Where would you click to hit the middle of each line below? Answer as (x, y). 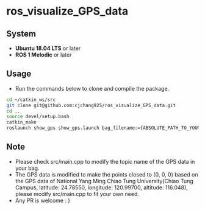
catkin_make (21, 122)
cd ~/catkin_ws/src (31, 100)
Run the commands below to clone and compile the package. (92, 88)
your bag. (27, 168)
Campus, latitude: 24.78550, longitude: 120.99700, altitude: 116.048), (101, 187)
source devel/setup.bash (38, 117)
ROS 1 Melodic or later (43, 55)
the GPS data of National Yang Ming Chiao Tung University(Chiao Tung (104, 181)
